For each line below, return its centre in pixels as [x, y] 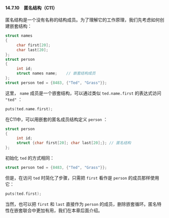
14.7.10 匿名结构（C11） [32, 8]
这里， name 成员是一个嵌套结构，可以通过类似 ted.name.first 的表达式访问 [83, 93]
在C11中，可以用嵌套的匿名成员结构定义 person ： [57, 119]
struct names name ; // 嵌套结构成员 [56, 73]
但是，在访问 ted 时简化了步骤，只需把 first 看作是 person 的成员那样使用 [82, 178]
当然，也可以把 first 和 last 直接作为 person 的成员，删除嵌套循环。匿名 [81, 204]
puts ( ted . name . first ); [29, 109]
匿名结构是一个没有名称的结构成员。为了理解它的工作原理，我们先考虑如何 [82, 20]
